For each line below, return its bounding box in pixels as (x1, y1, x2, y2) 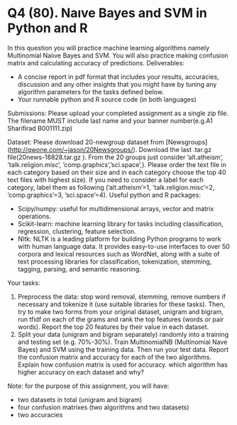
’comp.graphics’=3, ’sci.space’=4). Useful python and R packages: (7, 190, 201, 199)
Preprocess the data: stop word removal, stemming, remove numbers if (17, 292, 226, 301)
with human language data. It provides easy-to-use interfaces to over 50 (17, 242, 231, 250)
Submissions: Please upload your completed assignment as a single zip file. (7, 109, 229, 117)
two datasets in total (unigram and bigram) (17, 395, 143, 404)
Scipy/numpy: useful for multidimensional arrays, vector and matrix (17, 204, 214, 212)
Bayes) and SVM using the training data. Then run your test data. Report (17, 345, 229, 353)
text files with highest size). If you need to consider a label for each (7, 176, 204, 184)
